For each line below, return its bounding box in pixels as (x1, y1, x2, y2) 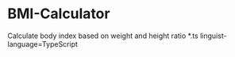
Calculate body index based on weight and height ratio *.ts (7, 31, 199, 40)
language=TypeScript (7, 39, 79, 48)
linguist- (200, 31, 227, 40)
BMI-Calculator (7, 5, 110, 23)
